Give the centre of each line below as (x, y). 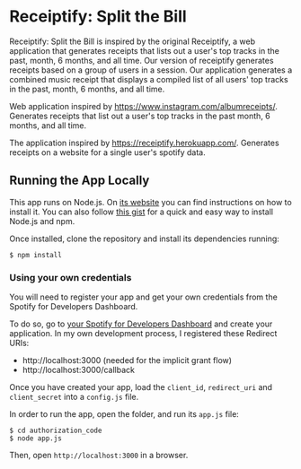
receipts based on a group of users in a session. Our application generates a (151, 70)
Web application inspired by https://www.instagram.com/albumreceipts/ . (144, 106)
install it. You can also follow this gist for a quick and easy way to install (142, 212)
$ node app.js (36, 439)
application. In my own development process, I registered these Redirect (143, 334)
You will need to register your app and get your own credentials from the (144, 297)
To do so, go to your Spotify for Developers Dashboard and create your (141, 324)
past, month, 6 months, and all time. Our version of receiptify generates (142, 60)
